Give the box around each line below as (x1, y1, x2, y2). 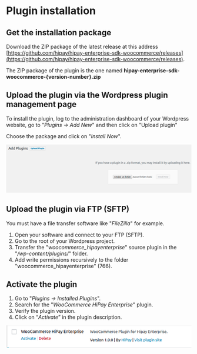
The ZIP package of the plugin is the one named (6, 67, 123, 74)
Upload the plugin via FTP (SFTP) (6, 204, 129, 214)
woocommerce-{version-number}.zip (6, 74, 101, 80)
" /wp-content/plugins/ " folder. (14, 250, 88, 257)
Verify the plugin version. (14, 308, 76, 315)
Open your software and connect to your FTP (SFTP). (14, 231, 144, 238)
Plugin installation (6, 4, 96, 18)
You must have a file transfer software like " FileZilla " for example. (6, 219, 165, 227)
